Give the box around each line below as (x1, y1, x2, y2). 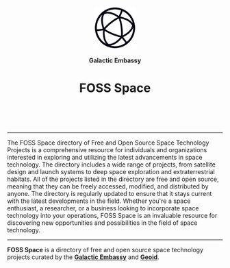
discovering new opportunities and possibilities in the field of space (7, 219, 198, 227)
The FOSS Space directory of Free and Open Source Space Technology (7, 138, 209, 147)
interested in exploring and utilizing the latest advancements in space (7, 153, 203, 161)
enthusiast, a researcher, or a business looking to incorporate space (7, 204, 199, 212)
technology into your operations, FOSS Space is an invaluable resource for (7, 211, 218, 219)
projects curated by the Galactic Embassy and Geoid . (7, 253, 159, 261)
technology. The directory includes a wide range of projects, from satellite (7, 160, 216, 169)
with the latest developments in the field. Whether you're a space (7, 197, 191, 205)
